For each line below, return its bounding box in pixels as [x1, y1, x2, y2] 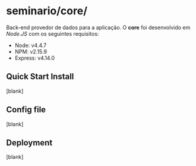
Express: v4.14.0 [14, 54, 55, 61]
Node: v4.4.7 [14, 42, 47, 49]
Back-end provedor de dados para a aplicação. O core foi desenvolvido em [6, 24, 191, 31]
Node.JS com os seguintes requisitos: [6, 30, 99, 37]
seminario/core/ [6, 4, 88, 18]
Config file [6, 105, 46, 115]
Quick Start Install [6, 71, 74, 82]
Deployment [6, 137, 53, 148]
